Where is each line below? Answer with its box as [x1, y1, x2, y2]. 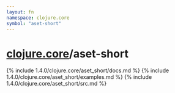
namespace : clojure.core [6, 15, 70, 21]
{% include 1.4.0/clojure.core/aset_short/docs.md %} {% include [6, 67, 169, 74]
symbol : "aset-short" [6, 20, 62, 26]
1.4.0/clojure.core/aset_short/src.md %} [6, 80, 107, 87]
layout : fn [6, 9, 34, 15]
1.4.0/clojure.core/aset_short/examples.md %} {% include [6, 73, 152, 81]
